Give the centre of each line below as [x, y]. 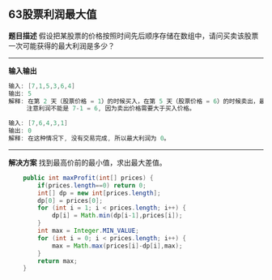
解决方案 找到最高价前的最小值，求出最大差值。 [87, 162]
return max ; [58, 261]
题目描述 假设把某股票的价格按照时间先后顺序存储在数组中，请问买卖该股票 [134, 36]
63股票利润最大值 [53, 15]
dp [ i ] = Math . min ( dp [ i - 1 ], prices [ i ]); [117, 216]
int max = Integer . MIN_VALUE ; [88, 231]
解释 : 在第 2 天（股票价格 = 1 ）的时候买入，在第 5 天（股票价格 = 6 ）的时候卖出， [134, 101]
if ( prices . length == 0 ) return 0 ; [92, 185]
